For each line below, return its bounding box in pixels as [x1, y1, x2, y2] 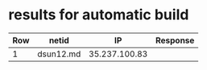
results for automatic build [8, 6, 189, 24]
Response [155, 35, 195, 46]
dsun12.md [37, 48, 81, 60]
